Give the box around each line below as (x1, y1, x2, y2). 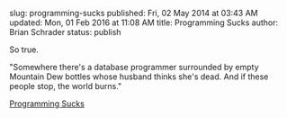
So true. (9, 44, 39, 55)
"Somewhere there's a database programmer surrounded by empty (9, 62, 259, 72)
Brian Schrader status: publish (9, 27, 121, 37)
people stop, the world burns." (9, 81, 122, 91)
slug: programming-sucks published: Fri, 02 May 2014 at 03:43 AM (9, 8, 258, 18)
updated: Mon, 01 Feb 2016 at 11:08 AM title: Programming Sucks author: (9, 17, 279, 28)
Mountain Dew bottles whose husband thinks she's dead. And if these (9, 71, 269, 82)
